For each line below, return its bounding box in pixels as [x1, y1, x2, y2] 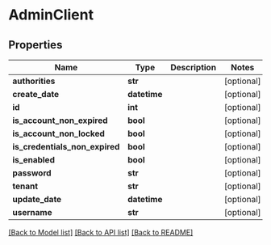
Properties [8, 38, 63, 52]
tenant [12, 180, 39, 192]
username [12, 207, 52, 218]
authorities [12, 75, 56, 87]
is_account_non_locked [12, 128, 105, 139]
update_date [12, 194, 62, 205]
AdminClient [8, 6, 94, 24]
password [12, 167, 52, 179]
